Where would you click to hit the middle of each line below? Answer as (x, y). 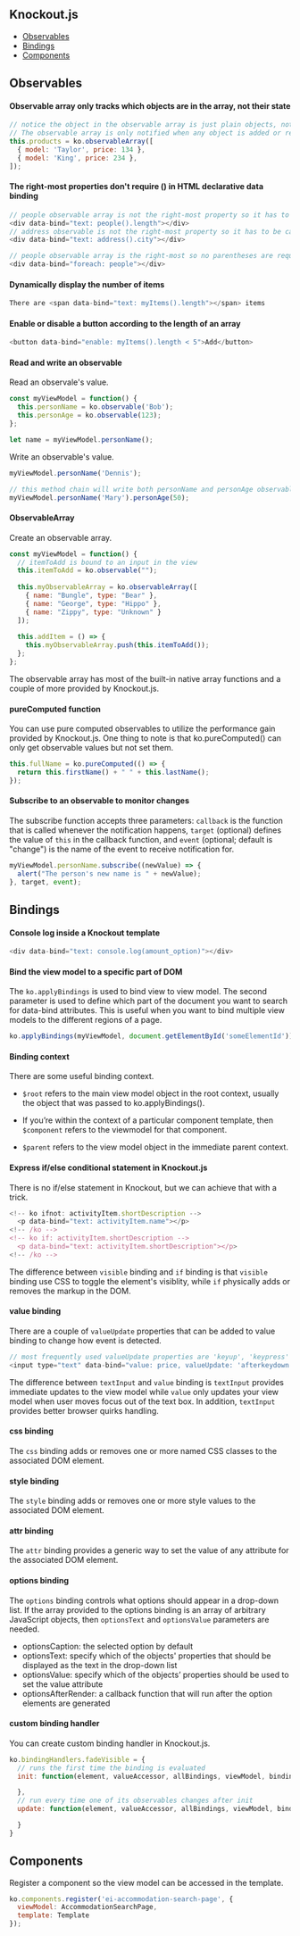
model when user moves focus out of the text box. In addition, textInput (142, 1401)
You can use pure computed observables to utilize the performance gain (142, 729)
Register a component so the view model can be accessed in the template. (146, 1882)
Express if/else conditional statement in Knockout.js (108, 1167)
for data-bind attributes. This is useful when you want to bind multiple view (147, 1010)
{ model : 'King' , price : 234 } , (78, 158)
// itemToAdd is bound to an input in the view (108, 562)
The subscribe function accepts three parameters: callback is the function (146, 820)
